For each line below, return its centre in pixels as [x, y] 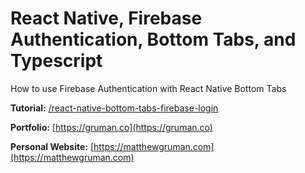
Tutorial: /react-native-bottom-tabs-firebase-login [114, 108]
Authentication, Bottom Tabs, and [153, 39]
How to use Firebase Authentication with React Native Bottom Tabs [148, 88]
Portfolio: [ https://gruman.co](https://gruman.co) [111, 127]
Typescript [56, 61]
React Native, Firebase [106, 18]
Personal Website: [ [52, 146]
